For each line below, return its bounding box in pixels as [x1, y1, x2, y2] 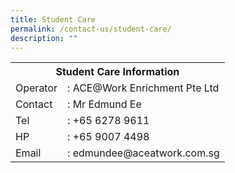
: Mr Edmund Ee [67, 97, 142, 111]
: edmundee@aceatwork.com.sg [67, 146, 220, 160]
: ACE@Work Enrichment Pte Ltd [67, 81, 220, 95]
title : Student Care [10, 14, 97, 25]
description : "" [10, 33, 78, 43]
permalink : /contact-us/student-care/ [10, 24, 172, 34]
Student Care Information [55, 65, 180, 79]
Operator [15, 81, 58, 95]
